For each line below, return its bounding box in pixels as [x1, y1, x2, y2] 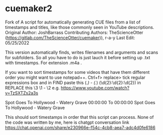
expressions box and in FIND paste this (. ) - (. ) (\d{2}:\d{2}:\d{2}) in [5, 79, 141, 86]
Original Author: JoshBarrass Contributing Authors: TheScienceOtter [5, 29, 143, 35]
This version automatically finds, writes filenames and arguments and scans [5, 49, 158, 55]
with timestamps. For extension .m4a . [5, 60, 82, 66]
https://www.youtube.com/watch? [61, 85, 130, 90]
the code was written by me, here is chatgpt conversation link [5, 119, 130, 125]
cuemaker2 [5, 3, 52, 14]
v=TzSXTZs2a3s [5, 90, 38, 96]
